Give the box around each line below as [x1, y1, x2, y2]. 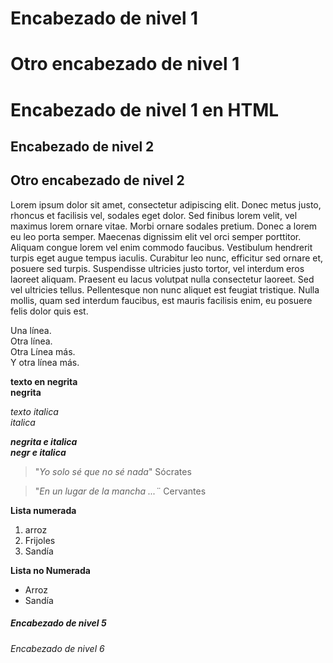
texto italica [10, 405, 59, 417]
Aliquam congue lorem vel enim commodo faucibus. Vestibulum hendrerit [10, 241, 313, 253]
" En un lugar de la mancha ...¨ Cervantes [34, 485, 207, 497]
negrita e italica [10, 435, 78, 447]
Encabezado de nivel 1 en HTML [10, 98, 280, 121]
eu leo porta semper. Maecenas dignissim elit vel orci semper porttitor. [10, 230, 302, 242]
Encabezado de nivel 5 [10, 617, 107, 629]
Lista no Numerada [10, 564, 91, 576]
